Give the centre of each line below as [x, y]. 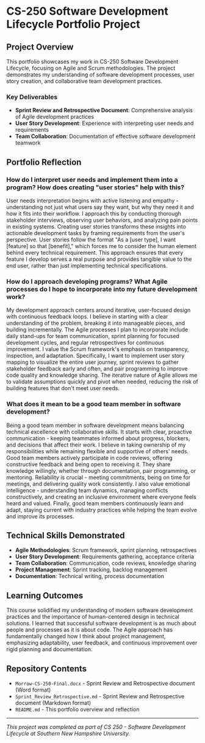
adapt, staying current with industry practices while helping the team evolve [102, 510]
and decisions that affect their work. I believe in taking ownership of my [96, 445]
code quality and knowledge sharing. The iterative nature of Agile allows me [102, 375]
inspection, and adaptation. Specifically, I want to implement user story [95, 356]
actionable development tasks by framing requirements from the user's [95, 233]
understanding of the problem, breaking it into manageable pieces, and [95, 323]
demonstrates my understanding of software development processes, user [100, 74]
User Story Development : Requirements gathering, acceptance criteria [104, 557]
